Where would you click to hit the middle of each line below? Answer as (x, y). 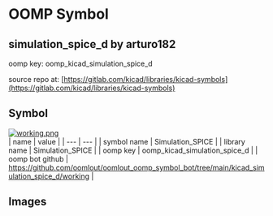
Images (28, 202)
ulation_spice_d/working (49, 176)
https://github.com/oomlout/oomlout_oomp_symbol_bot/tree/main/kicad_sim (136, 167)
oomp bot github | (39, 158)
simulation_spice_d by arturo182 (92, 44)
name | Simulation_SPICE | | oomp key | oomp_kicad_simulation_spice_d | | (133, 150)
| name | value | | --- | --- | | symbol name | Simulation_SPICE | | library (127, 141)
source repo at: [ (36, 79)
